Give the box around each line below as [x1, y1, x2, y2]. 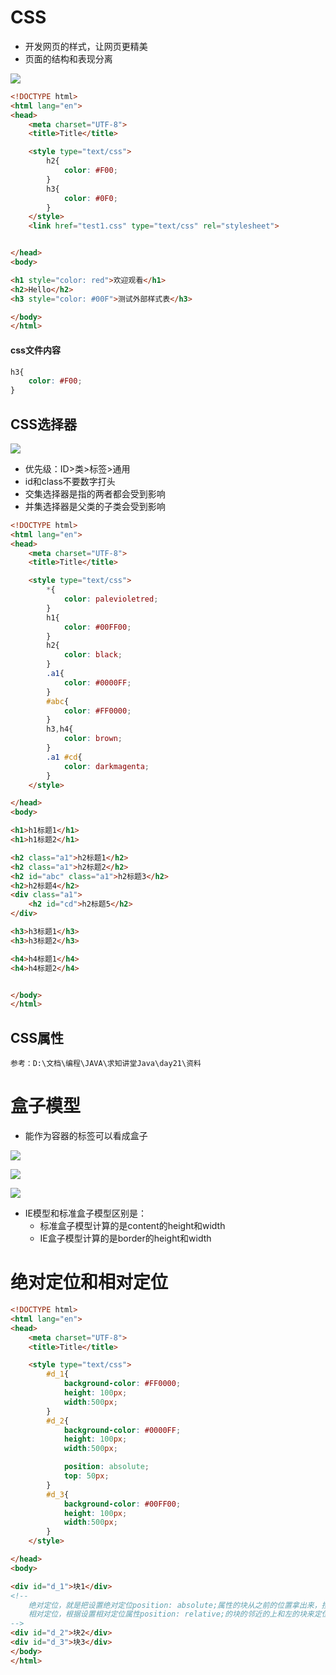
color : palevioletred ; [63, 594, 159, 605]
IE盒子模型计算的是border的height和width [39, 1232, 212, 1245]
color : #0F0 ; [63, 193, 118, 203]
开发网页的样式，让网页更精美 [24, 40, 148, 52]
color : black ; [63, 650, 123, 660]
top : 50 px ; [63, 1471, 110, 1481]
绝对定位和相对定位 [10, 1271, 169, 1294]
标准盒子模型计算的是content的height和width [39, 1220, 226, 1232]
